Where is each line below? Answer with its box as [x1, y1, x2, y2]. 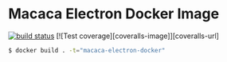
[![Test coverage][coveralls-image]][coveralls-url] [56, 31, 219, 41]
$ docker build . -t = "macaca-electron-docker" [8, 46, 166, 54]
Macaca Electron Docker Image [8, 5, 220, 23]
